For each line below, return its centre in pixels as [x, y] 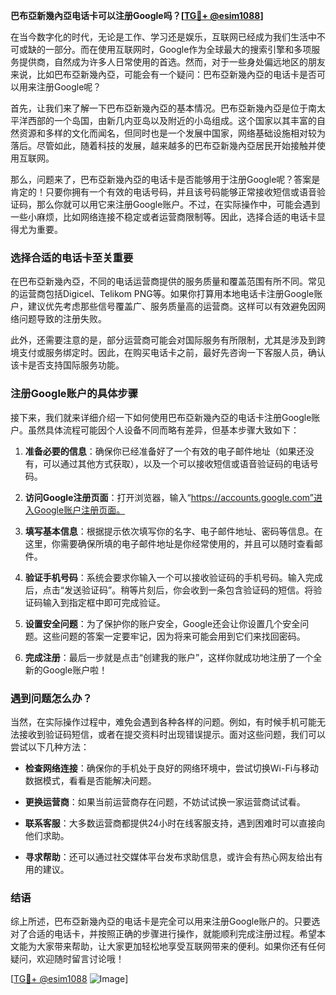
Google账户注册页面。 [79, 510]
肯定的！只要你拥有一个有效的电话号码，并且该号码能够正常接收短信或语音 [163, 192]
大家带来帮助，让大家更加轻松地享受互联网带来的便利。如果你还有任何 [181, 946]
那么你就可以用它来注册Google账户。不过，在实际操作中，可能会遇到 [178, 204]
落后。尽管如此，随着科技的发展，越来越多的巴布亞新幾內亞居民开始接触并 [163, 145]
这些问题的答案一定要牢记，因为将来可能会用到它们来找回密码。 [174, 636]
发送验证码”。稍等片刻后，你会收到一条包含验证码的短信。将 [188, 590]
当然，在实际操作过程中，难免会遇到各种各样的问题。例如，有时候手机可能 [163, 721]
